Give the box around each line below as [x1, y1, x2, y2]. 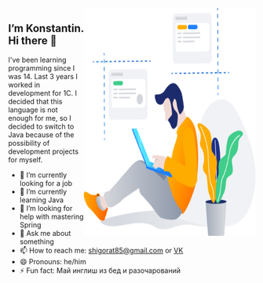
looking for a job [19, 178, 73, 187]
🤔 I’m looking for [19, 203, 73, 212]
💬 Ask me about [19, 228, 71, 238]
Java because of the [8, 129, 75, 140]
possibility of [8, 138, 50, 147]
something [19, 237, 55, 246]
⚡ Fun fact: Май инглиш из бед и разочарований [19, 266, 181, 275]
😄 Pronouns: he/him [19, 256, 86, 266]
